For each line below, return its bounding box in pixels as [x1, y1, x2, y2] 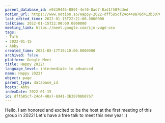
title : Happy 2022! [5, 62, 45, 67]
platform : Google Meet [5, 57, 52, 62]
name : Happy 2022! [5, 71, 43, 76]
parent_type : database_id [5, 80, 58, 85]
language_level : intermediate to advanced [5, 67, 93, 72]
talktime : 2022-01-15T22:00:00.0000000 [5, 21, 87, 26]
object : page [5, 75, 32, 80]
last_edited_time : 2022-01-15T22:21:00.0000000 [5, 16, 105, 21]
